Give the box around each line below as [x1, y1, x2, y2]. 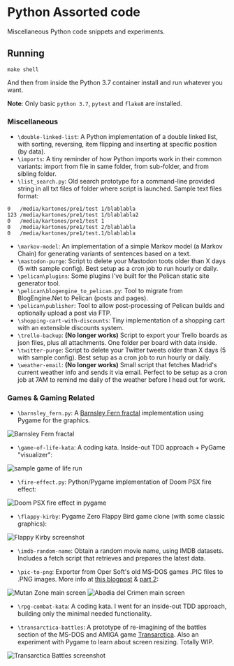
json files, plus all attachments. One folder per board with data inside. [17, 339, 218, 347]
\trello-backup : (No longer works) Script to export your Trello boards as [17, 331, 228, 339]
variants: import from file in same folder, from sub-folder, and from [17, 162, 210, 171]
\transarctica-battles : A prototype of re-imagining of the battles [17, 623, 207, 632]
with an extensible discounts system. [17, 324, 124, 332]
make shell [7, 66, 39, 73]
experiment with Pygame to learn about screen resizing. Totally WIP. [17, 638, 214, 646]
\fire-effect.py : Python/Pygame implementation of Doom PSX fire [17, 478, 212, 486]
